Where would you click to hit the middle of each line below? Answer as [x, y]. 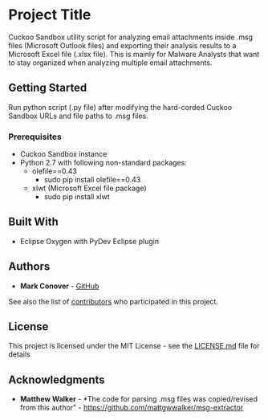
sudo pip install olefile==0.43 [92, 180]
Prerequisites [35, 137]
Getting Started [48, 88]
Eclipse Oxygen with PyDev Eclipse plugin [89, 241]
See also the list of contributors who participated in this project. [114, 301]
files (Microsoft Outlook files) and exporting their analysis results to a [122, 45]
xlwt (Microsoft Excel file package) [89, 188]
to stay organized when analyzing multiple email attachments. [110, 63]
